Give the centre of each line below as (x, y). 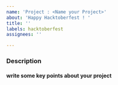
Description (24, 61)
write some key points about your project (59, 75)
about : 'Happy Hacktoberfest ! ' (48, 18)
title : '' (19, 23)
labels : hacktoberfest (35, 29)
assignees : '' (24, 35)
